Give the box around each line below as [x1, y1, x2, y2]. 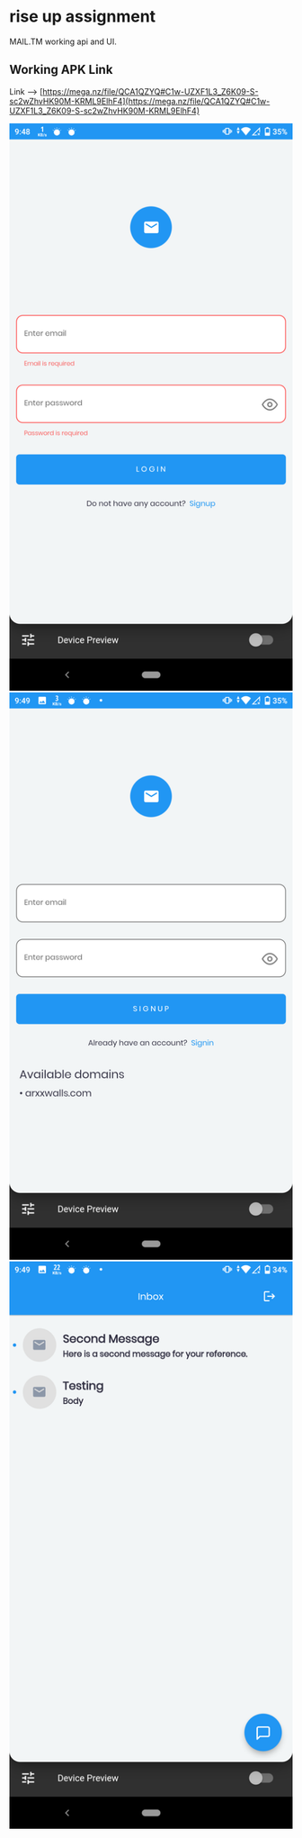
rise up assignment [9, 6, 156, 27]
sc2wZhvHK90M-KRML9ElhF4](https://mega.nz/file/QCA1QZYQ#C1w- [9, 95, 271, 106]
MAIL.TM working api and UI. [9, 36, 117, 47]
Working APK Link [9, 62, 113, 77]
